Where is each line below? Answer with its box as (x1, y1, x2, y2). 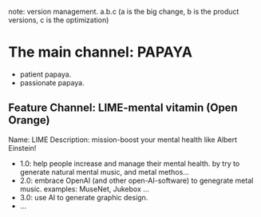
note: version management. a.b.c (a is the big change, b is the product (8, 7, 239, 16)
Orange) (8, 113, 50, 127)
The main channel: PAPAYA (8, 43, 193, 61)
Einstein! (8, 143, 37, 152)
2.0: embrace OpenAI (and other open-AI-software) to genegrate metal (19, 176, 254, 185)
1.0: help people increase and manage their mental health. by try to (19, 159, 240, 168)
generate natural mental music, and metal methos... (19, 167, 190, 176)
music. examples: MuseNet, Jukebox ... (19, 183, 150, 194)
